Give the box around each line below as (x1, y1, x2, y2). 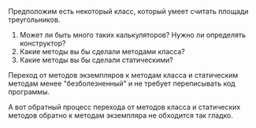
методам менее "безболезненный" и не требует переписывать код (8, 79, 236, 88)
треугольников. (8, 15, 61, 24)
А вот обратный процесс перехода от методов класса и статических (8, 102, 241, 112)
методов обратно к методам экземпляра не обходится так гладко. (8, 111, 234, 120)
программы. (8, 87, 50, 97)
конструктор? (19, 38, 66, 48)
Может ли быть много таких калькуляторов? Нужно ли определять (19, 31, 247, 39)
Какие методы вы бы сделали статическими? (19, 55, 173, 64)
